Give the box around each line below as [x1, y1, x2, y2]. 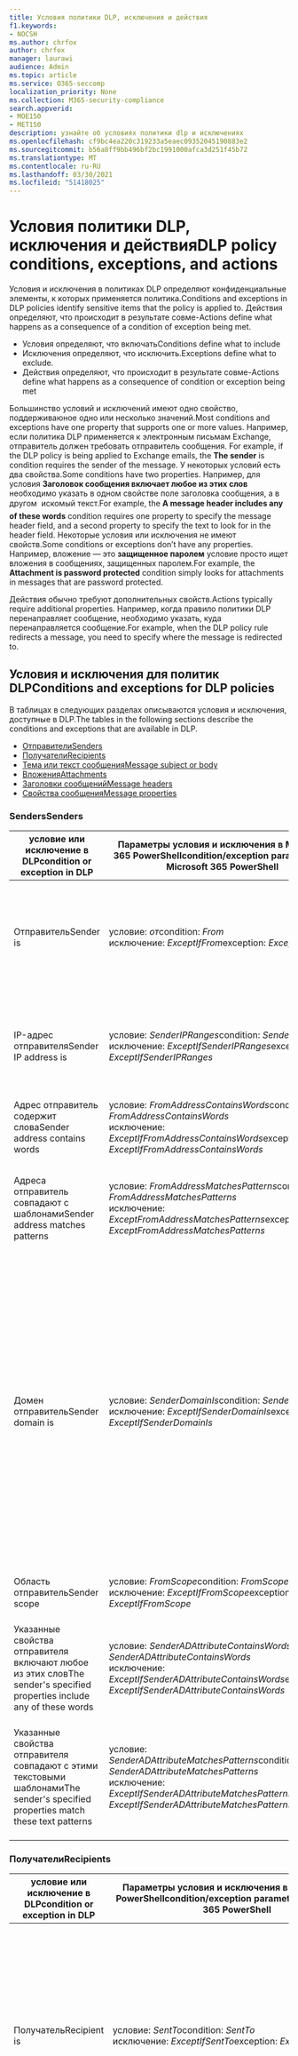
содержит [13, 1110, 57, 1122]
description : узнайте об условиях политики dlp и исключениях [9, 129, 244, 138]
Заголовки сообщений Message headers [21, 778, 173, 789]
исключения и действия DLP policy [9, 235, 278, 256]
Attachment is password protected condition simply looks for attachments [9, 568, 284, 578]
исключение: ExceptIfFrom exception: [108, 936, 266, 949]
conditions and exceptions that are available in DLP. [9, 723, 198, 734]
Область [13, 1575, 51, 1588]
